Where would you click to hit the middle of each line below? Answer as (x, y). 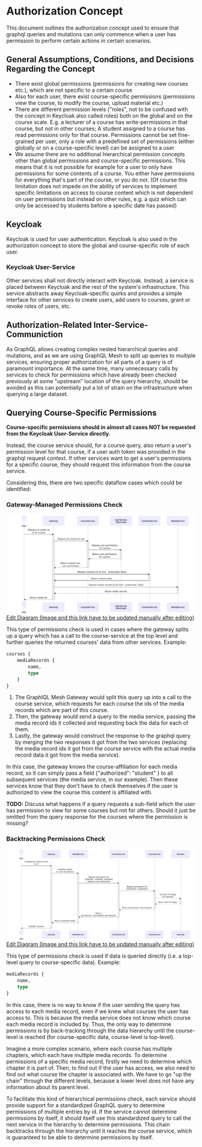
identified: (19, 489)
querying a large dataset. (37, 394)
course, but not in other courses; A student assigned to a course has (100, 129)
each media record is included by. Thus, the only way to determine (89, 1024)
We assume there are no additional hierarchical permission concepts (100, 154)
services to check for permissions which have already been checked (91, 375)
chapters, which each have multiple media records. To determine (87, 1055)
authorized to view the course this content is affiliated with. (80, 792)
